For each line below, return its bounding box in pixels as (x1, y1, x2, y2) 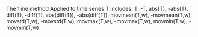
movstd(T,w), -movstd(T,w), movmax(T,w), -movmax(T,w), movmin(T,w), (6, 18, 188, 24)
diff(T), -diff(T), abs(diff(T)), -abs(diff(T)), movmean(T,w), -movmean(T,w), (6, 11, 193, 18)
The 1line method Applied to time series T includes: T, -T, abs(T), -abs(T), (6, 5, 188, 12)
